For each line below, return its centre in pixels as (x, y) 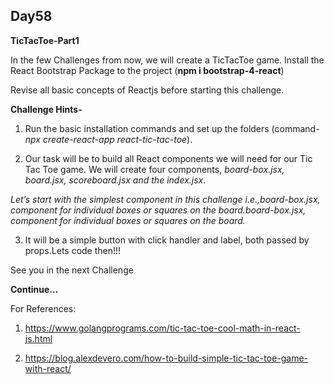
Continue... (34, 289)
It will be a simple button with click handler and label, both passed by (167, 240)
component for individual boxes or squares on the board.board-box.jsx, (158, 210)
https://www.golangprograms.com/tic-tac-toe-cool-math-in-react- (162, 328)
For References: (43, 308)
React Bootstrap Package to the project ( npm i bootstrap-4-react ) (147, 70)
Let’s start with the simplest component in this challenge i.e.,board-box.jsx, (165, 199)
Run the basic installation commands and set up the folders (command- (172, 128)
